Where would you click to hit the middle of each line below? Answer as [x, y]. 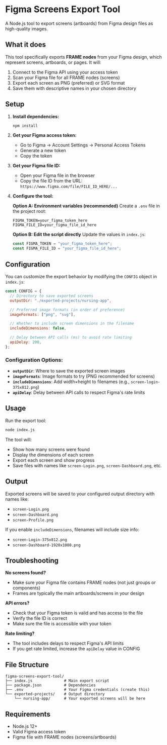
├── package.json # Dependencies [50, 685]
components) [26, 588]
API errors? [17, 603]
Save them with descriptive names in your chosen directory [74, 88]
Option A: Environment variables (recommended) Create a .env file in [86, 206]
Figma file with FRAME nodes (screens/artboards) [65, 737]
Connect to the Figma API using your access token [65, 72]
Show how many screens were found [51, 449]
